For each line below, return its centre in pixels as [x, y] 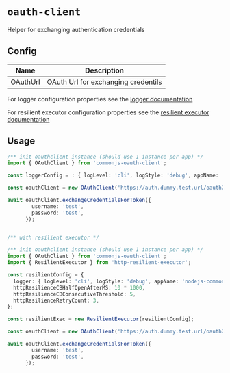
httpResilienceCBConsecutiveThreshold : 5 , [75, 294]
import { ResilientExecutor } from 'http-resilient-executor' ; [99, 263]
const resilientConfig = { [46, 275]
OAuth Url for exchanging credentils [104, 82]
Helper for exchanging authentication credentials [76, 29]
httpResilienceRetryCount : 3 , [56, 300]
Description [105, 70]
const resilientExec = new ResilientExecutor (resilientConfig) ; [101, 319]
